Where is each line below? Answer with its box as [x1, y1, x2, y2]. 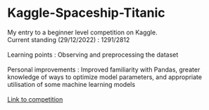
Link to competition [7, 95, 63, 103]
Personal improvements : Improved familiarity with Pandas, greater [7, 65, 201, 74]
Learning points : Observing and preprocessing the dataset [7, 50, 179, 59]
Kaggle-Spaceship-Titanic [7, 5, 165, 21]
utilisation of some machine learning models [7, 80, 136, 88]
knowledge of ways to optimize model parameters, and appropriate [7, 72, 203, 81]
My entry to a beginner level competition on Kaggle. [7, 28, 158, 36]
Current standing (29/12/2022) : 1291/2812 [7, 35, 130, 43]
